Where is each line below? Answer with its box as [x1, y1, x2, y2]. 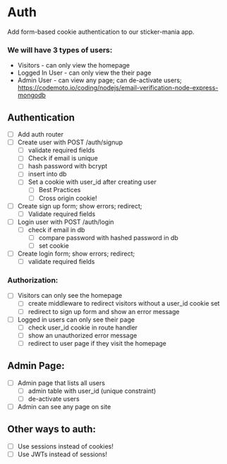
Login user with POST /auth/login [17, 218, 114, 226]
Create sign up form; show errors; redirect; [17, 201, 142, 210]
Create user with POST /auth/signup [17, 138, 123, 146]
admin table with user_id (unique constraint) [27, 387, 157, 395]
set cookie [38, 241, 69, 250]
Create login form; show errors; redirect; [17, 249, 135, 258]
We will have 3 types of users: [7, 45, 113, 55]
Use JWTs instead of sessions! [17, 450, 108, 458]
